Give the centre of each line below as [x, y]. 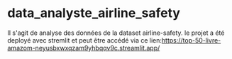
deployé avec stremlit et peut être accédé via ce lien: [84, 40]
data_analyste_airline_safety [94, 13]
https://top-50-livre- [191, 40]
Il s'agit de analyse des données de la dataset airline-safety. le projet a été [116, 33]
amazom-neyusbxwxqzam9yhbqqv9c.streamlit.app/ [84, 48]
